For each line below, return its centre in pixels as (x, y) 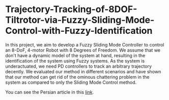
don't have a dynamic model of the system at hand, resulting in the (75, 55)
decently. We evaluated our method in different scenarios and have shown (83, 71)
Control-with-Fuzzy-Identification (79, 31)
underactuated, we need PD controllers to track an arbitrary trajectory (78, 66)
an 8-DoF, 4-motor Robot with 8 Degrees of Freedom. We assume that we (83, 50)
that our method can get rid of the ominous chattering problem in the (77, 77)
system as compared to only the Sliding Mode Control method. (71, 82)
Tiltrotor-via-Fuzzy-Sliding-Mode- (80, 20)
